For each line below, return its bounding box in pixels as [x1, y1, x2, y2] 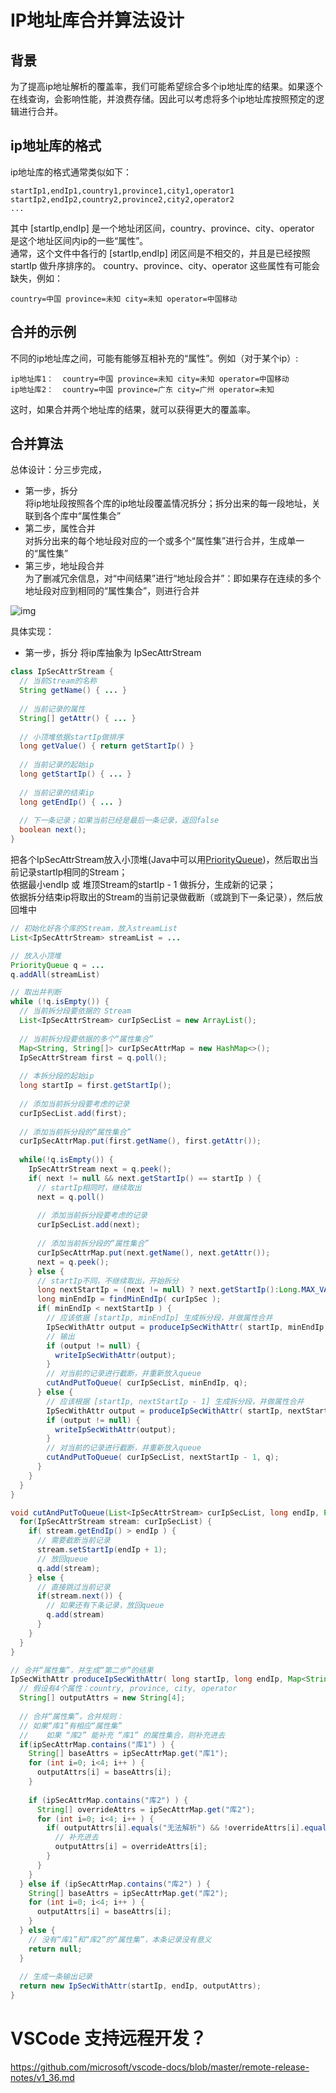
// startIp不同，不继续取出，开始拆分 [36, 1276, 180, 1286]
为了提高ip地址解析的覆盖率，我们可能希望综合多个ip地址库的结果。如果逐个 [10, 81, 323, 92]
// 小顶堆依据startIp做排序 [19, 732, 125, 742]
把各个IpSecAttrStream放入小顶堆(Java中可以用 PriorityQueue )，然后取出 [10, 854, 310, 866]
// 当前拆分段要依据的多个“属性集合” [19, 1034, 154, 1044]
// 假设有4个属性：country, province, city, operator [19, 1684, 238, 1694]
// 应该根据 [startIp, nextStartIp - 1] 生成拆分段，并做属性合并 [46, 1396, 305, 1406]
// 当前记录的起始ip [19, 760, 95, 770]
